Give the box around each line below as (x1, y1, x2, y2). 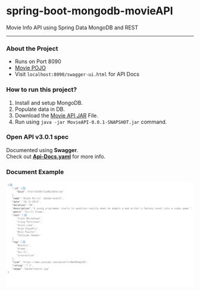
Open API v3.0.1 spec (6, 133, 69, 141)
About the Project (6, 44, 58, 52)
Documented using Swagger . (6, 146, 79, 153)
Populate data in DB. (14, 106, 65, 113)
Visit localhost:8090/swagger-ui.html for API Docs (14, 70, 140, 78)
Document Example (6, 168, 64, 176)
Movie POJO (14, 64, 46, 72)
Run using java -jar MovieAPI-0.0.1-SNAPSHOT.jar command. (14, 118, 167, 125)
